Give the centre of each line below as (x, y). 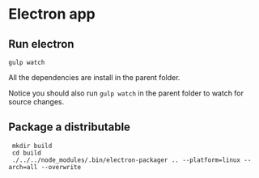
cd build (27, 153)
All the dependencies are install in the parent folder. (94, 77)
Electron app (52, 14)
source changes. (36, 102)
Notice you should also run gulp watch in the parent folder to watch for (126, 93)
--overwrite (61, 167)
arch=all (23, 167)
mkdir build (32, 146)
